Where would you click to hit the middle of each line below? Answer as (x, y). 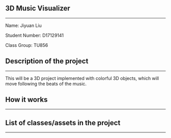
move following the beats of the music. (46, 84)
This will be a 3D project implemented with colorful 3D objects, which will (82, 78)
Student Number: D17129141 (35, 35)
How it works (26, 100)
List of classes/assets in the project (63, 122)
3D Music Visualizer (38, 8)
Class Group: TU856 (27, 45)
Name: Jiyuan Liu (23, 25)
